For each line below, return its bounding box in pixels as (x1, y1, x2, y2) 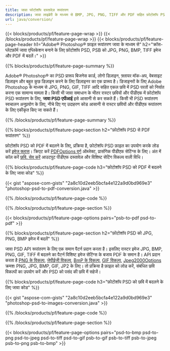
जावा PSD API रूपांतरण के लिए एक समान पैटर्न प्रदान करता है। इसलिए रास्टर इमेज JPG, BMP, (5, 246, 163, 252)
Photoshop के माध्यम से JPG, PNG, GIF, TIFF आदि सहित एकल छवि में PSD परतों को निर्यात (5, 84, 164, 90)
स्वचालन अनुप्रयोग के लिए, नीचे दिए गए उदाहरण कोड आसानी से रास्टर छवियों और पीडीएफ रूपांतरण (5, 101, 162, 107)
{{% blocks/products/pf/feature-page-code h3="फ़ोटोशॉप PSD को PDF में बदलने (5, 164, 162, 170)
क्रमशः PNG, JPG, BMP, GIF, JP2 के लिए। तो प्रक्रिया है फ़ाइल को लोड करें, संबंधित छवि (5, 263, 155, 269)
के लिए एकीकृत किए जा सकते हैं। (5, 107, 59, 113)
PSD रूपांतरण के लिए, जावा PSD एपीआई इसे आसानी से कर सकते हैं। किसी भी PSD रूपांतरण (5, 96, 158, 102)
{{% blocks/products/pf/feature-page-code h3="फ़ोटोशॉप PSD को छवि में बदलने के (5, 279, 163, 285)
